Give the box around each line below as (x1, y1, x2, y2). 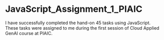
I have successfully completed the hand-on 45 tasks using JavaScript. (5, 20, 151, 26)
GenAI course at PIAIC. (5, 30, 53, 36)
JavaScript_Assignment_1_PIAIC (5, 3, 143, 15)
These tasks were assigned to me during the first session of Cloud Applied (5, 25, 159, 31)
